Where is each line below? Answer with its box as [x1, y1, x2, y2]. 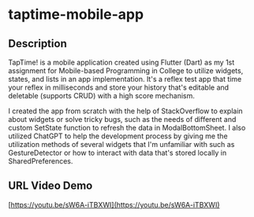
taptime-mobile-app [8, 6, 144, 24]
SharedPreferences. [8, 156, 73, 166]
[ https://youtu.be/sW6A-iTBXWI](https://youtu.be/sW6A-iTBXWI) [8, 200, 220, 209]
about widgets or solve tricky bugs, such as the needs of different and [8, 115, 237, 123]
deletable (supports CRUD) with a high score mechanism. [8, 91, 195, 100]
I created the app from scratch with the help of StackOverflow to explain [8, 106, 243, 116]
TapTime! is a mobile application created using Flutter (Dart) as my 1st [8, 57, 235, 67]
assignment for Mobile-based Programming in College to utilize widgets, [8, 66, 244, 75]
